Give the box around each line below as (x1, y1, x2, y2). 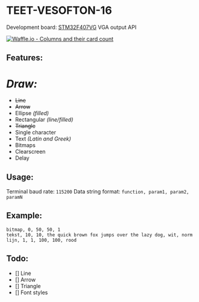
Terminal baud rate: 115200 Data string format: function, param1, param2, (6, 188, 189, 195)
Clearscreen (14, 148, 46, 156)
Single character (14, 129, 56, 136)
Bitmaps (14, 142, 36, 149)
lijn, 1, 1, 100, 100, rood (6, 237, 77, 243)
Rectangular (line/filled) (14, 116, 74, 124)
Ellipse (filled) (14, 110, 49, 117)
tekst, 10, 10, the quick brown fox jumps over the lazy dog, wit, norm (6, 231, 193, 238)
